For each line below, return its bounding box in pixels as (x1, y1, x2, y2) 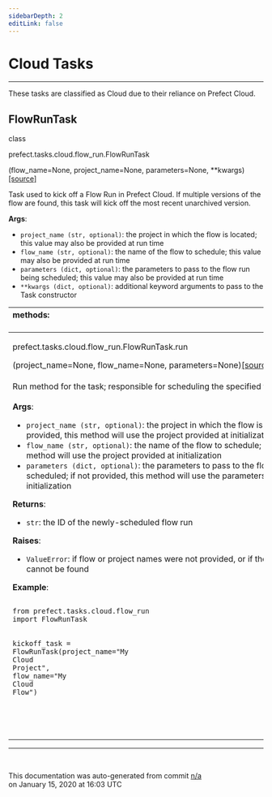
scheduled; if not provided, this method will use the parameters (26, 470, 266, 481)
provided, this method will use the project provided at (26, 429, 229, 441)
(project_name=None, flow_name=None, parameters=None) (12, 360, 242, 371)
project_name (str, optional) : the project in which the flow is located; (19, 230, 257, 239)
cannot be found (26, 563, 89, 575)
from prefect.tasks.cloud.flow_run (12, 606, 150, 616)
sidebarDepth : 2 (8, 11, 63, 20)
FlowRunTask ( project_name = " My (12, 647, 130, 657)
